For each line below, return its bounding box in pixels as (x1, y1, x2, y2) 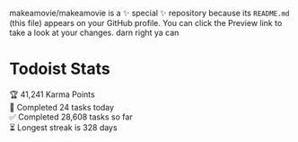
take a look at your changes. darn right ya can (9, 27, 180, 38)
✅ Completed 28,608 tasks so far (9, 111, 133, 122)
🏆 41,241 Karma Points (9, 89, 96, 100)
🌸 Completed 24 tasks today (9, 102, 115, 112)
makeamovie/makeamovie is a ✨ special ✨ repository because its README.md (9, 8, 290, 18)
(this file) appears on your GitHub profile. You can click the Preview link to (9, 18, 283, 28)
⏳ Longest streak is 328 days (9, 121, 118, 133)
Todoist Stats (9, 58, 110, 79)
